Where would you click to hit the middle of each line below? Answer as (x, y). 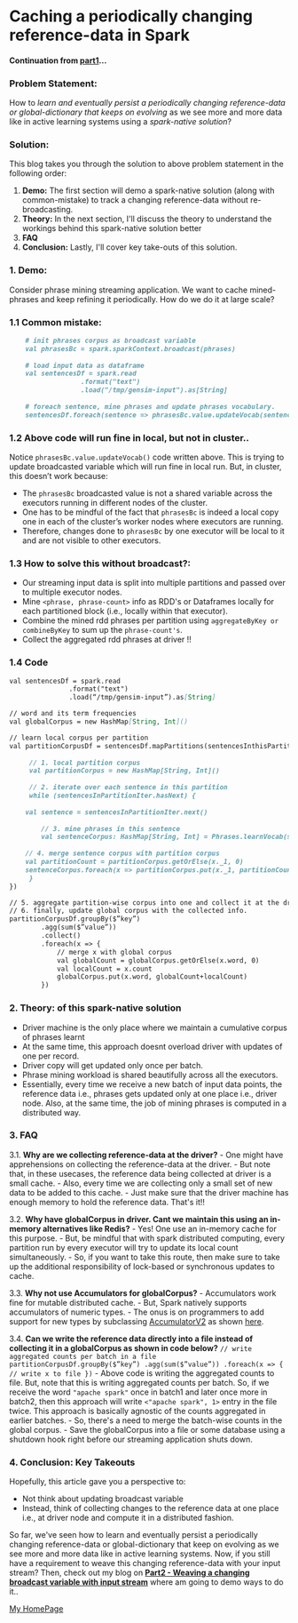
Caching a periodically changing (131, 16)
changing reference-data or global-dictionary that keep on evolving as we (144, 1545)
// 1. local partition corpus (85, 763)
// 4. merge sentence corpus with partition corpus (122, 854)
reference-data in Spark (100, 35)
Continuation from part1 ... (58, 60)
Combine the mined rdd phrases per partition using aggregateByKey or (150, 620)
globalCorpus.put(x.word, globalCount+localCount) (152, 977)
